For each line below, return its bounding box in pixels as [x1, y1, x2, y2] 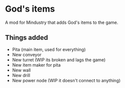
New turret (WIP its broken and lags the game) [12, 57, 106, 63]
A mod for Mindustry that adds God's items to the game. [5, 19, 119, 25]
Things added [5, 34, 48, 42]
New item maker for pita [12, 62, 61, 68]
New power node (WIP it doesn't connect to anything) [12, 77, 121, 83]
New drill [12, 72, 30, 78]
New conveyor [12, 52, 42, 57]
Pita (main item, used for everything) [12, 46, 86, 52]
